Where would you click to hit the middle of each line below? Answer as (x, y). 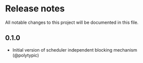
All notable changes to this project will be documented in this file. (72, 22)
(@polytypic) (26, 55)
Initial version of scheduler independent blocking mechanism (75, 50)
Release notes (35, 9)
